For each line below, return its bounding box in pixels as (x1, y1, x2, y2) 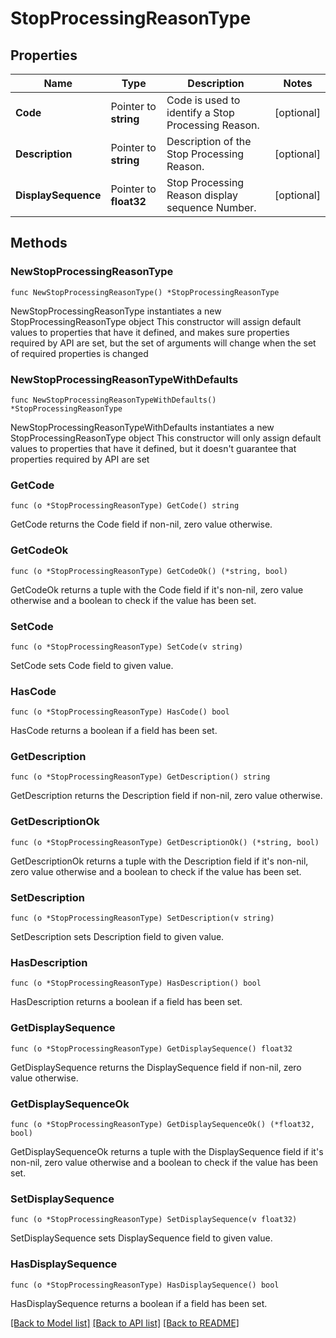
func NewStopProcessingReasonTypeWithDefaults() (10, 395, 217, 405)
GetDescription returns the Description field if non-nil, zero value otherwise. (10, 790, 323, 802)
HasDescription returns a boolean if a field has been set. (10, 996, 243, 1008)
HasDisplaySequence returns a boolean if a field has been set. (10, 1297, 268, 1309)
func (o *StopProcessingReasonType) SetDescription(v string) (10, 913, 275, 924)
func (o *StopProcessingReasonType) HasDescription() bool (10, 978, 262, 989)
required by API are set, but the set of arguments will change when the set (10, 337, 317, 349)
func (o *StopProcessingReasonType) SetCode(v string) (10, 642, 244, 652)
